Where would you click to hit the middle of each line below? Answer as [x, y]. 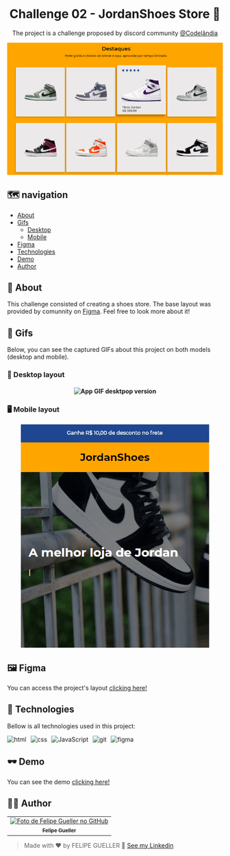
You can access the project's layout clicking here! [77, 688]
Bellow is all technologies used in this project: [71, 726]
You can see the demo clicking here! [59, 782]
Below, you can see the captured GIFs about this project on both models [109, 350]
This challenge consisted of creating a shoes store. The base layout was [109, 304]
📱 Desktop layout [36, 375]
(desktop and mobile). [38, 357]
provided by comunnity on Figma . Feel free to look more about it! [99, 311]
